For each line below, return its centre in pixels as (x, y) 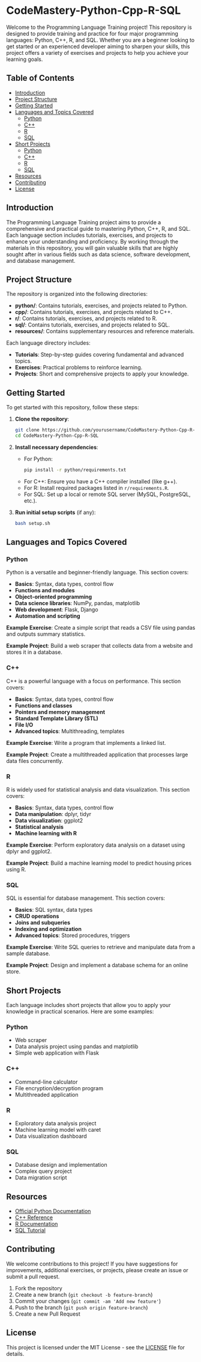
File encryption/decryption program (59, 1088)
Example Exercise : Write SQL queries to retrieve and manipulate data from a (101, 947)
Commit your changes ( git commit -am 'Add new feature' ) (88, 1301)
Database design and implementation (61, 1165)
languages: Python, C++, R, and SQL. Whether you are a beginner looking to (100, 40)
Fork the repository (39, 1288)
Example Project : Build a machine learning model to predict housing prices (99, 863)
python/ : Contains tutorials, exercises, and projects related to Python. (101, 306)
